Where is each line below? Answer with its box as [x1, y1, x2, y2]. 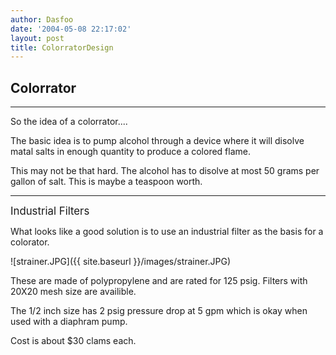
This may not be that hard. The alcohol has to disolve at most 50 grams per [10, 165, 320, 177]
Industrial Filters [10, 204, 90, 218]
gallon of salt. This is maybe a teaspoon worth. [10, 176, 203, 188]
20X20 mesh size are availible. [10, 286, 137, 298]
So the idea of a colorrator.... [10, 116, 128, 128]
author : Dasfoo [10, 14, 74, 25]
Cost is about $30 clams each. [10, 335, 137, 347]
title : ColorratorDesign [10, 42, 114, 53]
